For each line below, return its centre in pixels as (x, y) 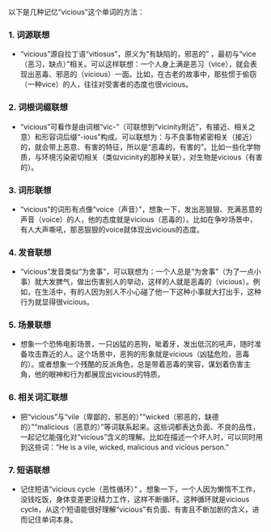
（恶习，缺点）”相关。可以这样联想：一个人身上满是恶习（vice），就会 (135, 64)
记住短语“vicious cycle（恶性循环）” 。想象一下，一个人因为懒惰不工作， (140, 489)
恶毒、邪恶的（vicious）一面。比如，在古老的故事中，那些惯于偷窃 (146, 74)
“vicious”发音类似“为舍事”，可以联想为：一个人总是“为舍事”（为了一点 (137, 272)
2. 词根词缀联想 (38, 108)
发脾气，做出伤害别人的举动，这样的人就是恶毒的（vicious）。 (150, 282)
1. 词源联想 (29, 35)
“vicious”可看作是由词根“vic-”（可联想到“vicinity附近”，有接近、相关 (134, 126)
